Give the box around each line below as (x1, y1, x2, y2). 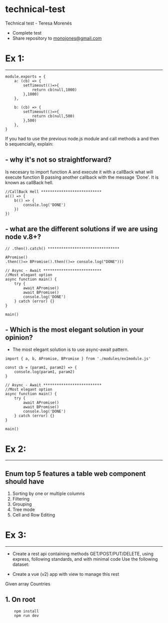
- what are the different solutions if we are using (5, 225, 158, 233)
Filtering (12, 496, 30, 502)
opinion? (5, 333, 33, 342)
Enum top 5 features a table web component (5, 469, 146, 478)
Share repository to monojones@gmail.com (12, 35, 102, 41)
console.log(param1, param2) (14, 369, 75, 375)
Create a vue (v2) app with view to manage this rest (12, 571, 119, 577)
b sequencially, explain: (5, 141, 53, 147)
